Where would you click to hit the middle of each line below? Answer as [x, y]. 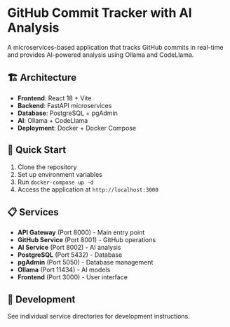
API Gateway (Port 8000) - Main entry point [81, 232]
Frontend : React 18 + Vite [54, 98]
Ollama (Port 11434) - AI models [64, 270]
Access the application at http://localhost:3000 [88, 189]
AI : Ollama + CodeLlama [53, 120]
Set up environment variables [60, 174]
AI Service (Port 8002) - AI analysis [69, 248]
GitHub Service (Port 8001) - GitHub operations [87, 240]
